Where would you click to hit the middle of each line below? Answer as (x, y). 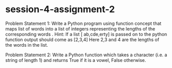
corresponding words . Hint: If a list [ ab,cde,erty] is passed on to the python (86, 34)
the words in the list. (27, 45)
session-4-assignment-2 (60, 9)
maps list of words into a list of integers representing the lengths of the (80, 28)
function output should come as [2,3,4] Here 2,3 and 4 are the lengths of (82, 40)
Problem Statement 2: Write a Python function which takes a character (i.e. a (86, 55)
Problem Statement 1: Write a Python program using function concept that (83, 23)
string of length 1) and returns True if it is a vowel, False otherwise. (76, 60)
